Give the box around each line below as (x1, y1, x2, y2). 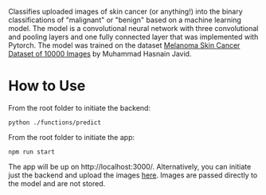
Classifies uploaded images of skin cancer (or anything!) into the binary (8, 7, 243, 16)
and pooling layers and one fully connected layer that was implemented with (8, 32, 259, 41)
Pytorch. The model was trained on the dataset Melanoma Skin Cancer (8, 41, 241, 50)
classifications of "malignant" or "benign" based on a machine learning (8, 15, 241, 25)
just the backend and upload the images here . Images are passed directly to (8, 170, 258, 180)
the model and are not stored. (8, 178, 106, 188)
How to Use (8, 77, 86, 95)
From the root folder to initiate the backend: (8, 103, 151, 112)
